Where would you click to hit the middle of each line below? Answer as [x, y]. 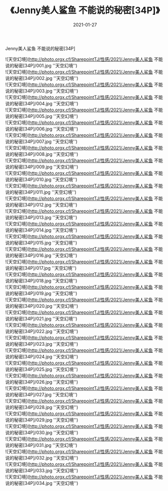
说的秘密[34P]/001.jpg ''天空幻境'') [41, 65]
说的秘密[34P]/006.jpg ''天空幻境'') [42, 129]
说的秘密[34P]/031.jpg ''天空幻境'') [41, 445]
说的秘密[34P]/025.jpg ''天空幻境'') [42, 369]
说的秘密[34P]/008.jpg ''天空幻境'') [42, 154]
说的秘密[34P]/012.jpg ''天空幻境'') [41, 204]
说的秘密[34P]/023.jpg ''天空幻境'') [42, 344]
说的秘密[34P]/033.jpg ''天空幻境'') [42, 470]
